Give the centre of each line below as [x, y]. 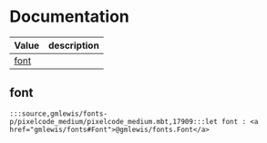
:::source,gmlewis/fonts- [58, 114]
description [74, 45]
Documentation [70, 17]
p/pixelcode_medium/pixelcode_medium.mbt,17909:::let [114, 121]
